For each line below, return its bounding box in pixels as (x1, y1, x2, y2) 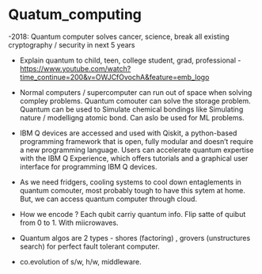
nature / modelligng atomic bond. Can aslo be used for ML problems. (19, 112, 245, 122)
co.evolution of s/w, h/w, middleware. (19, 257, 142, 266)
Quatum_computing (8, 6, 142, 24)
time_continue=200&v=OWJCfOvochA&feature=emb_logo (19, 72, 210, 82)
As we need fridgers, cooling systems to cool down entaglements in (19, 177, 241, 187)
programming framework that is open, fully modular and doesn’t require (19, 136, 254, 146)
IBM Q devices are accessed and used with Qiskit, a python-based (19, 128, 237, 138)
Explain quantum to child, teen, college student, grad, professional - (19, 55, 241, 65)
